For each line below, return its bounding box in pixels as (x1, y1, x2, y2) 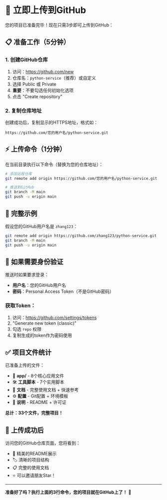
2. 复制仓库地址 (5, 107, 42, 114)
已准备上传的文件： (5, 362, 45, 369)
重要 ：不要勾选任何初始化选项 (12, 87, 74, 93)
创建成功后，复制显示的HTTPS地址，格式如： (5, 119, 98, 125)
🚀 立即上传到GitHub (5, 4, 86, 16)
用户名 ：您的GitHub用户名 (12, 282, 66, 288)
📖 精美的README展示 (12, 451, 57, 457)
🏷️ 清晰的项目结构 (12, 457, 50, 463)
